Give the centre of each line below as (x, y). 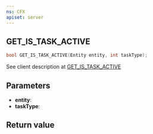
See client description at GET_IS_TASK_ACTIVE (64, 67)
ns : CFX (16, 12)
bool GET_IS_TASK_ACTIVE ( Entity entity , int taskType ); (77, 55)
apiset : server (25, 17)
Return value (30, 125)
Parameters (28, 85)
